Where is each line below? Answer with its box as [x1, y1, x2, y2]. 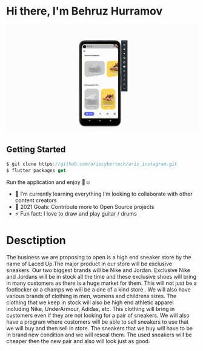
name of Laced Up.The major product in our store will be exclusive [6, 260, 173, 267]
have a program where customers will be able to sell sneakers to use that [6, 318, 189, 325]
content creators [15, 197, 57, 204]
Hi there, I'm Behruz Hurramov [6, 4, 163, 18]
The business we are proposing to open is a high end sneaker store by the [6, 253, 192, 261]
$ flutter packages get [6, 168, 67, 174]
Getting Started [6, 144, 66, 154]
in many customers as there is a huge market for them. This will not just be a [6, 279, 197, 287]
